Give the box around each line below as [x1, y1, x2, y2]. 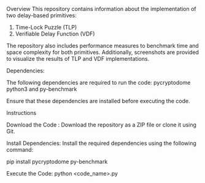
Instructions [6, 109, 37, 116]
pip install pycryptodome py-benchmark [6, 158, 108, 165]
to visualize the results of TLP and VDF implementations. [6, 55, 150, 62]
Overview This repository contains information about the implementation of [6, 6, 196, 12]
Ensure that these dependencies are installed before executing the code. [6, 98, 190, 104]
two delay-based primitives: [6, 12, 77, 19]
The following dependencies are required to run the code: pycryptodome [6, 79, 191, 86]
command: [6, 146, 34, 153]
